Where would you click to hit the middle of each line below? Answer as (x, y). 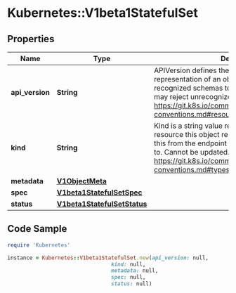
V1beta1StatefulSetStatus (102, 204)
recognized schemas (188, 88)
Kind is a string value (188, 126)
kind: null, (129, 264)
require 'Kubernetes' (39, 245)
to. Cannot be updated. (191, 152)
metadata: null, (135, 271)
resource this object (186, 135)
